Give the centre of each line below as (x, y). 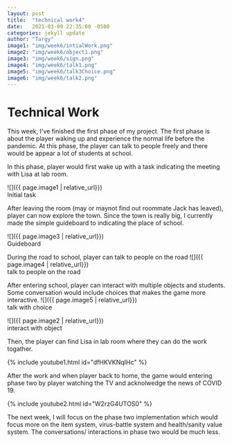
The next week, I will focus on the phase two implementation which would (113, 417)
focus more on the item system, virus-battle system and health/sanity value (115, 425)
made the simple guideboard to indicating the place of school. (96, 223)
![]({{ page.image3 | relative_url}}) (55, 237)
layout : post (26, 13)
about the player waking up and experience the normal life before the (106, 138)
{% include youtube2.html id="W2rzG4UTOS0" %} (80, 404)
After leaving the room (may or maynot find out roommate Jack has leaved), (115, 208)
